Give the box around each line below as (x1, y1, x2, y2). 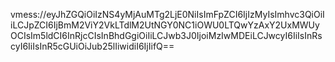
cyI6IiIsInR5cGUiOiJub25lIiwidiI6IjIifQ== (10, 40, 175, 52)
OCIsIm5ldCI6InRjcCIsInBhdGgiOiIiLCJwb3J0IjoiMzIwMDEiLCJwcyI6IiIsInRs (10, 30, 323, 41)
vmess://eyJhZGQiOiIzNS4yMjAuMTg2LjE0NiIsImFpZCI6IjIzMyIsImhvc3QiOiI (10, 9, 325, 20)
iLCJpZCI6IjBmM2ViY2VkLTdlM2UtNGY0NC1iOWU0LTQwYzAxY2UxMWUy (10, 19, 320, 31)
